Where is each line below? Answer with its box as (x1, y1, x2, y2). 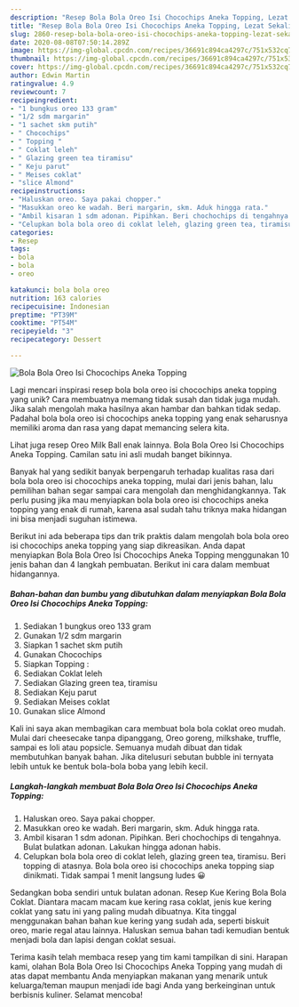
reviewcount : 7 (10, 87, 67, 96)
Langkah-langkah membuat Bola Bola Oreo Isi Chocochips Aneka (10, 781, 258, 792)
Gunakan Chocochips (22, 649, 103, 659)
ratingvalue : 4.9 (10, 79, 75, 88)
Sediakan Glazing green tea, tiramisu (22, 677, 158, 688)
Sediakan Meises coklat (22, 696, 110, 707)
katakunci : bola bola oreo (10, 286, 110, 294)
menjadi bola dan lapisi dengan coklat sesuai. (10, 934, 177, 945)
